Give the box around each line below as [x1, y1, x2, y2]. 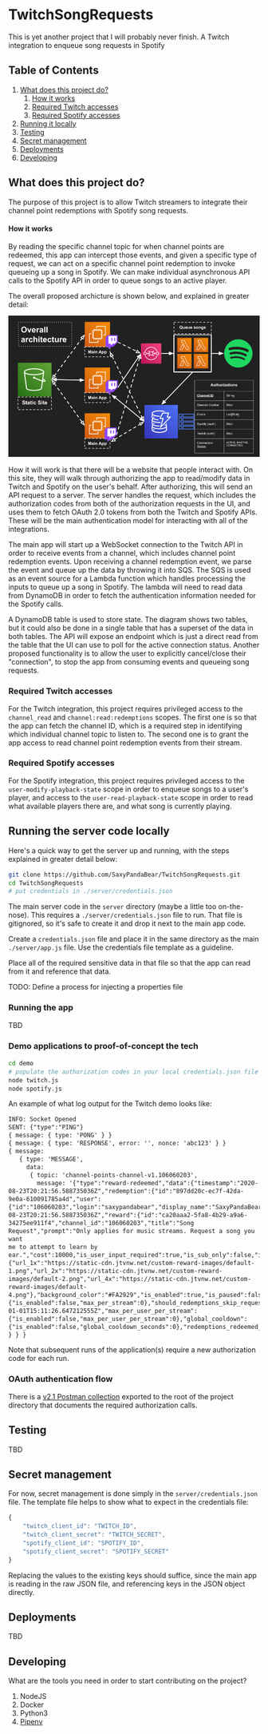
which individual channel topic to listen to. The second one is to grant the [8, 729, 249, 739]
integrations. [8, 525, 50, 534]
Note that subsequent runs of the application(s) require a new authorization [8, 1345, 257, 1355]
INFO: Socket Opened [8, 1116, 77, 1124]
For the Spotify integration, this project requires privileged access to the [8, 776, 245, 785]
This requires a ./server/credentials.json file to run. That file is [30, 911, 243, 920]
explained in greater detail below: [8, 854, 118, 863]
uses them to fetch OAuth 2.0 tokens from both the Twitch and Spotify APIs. [8, 507, 258, 517]
